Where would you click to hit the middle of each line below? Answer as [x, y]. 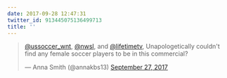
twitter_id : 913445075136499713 [54, 20]
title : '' [22, 26]
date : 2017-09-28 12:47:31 [47, 14]
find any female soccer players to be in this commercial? [106, 54]
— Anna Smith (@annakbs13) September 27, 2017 [96, 68]
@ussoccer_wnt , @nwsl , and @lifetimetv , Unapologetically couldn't [122, 47]
